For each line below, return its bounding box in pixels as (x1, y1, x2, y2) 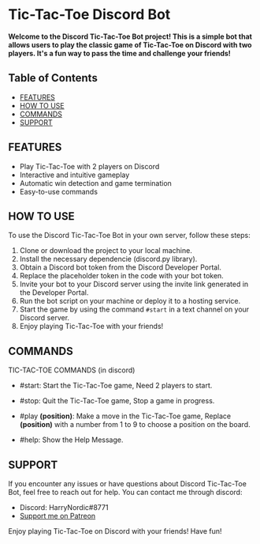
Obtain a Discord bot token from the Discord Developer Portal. (19, 263, 222, 272)
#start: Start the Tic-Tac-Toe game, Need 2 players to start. (19, 381, 213, 391)
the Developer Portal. (19, 288, 89, 297)
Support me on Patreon (19, 512, 96, 520)
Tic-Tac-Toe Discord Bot (8, 6, 171, 24)
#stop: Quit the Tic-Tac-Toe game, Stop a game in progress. (19, 396, 215, 406)
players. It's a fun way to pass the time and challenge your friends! (8, 48, 231, 58)
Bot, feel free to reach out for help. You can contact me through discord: (8, 488, 243, 497)
